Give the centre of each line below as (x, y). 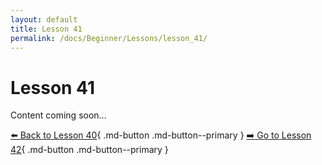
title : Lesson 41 (46, 29)
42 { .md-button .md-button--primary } (89, 150)
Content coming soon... (58, 115)
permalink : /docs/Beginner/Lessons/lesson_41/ (109, 38)
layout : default (44, 19)
